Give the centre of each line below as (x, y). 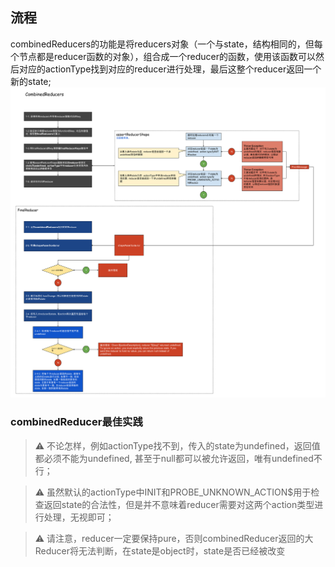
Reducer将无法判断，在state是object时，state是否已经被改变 (160, 550)
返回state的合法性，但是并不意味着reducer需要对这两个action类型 (179, 504)
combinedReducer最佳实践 (76, 422)
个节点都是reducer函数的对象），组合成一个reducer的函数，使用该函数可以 (163, 56)
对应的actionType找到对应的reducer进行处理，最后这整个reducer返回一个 (170, 69)
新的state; (31, 81)
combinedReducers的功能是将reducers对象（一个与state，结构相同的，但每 (166, 44)
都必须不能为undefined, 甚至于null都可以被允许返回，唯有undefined (174, 458)
